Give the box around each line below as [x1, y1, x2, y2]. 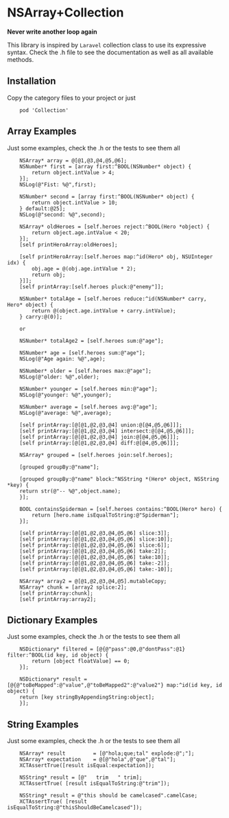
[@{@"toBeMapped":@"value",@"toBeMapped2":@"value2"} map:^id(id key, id [7, 682, 223, 689]
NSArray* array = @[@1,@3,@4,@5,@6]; [19, 157, 128, 164]
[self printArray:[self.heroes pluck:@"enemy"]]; [19, 283, 165, 290]
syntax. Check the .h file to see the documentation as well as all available [7, 48, 214, 56]
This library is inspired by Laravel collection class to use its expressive [7, 41, 207, 49]
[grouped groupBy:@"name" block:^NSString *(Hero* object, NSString [19, 475, 219, 482]
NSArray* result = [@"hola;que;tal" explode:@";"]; [19, 750, 195, 757]
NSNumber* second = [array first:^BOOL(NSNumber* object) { [19, 193, 195, 200]
